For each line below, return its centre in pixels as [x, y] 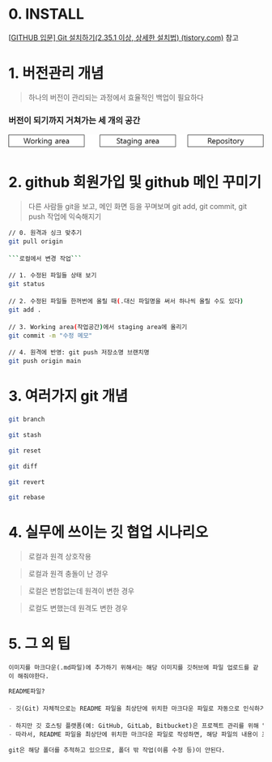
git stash [25, 435]
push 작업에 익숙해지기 [65, 216]
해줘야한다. [33, 676]
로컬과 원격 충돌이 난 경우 [68, 574]
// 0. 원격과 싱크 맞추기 [45, 233]
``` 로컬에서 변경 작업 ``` [45, 259]
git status [27, 285]
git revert [27, 482]
